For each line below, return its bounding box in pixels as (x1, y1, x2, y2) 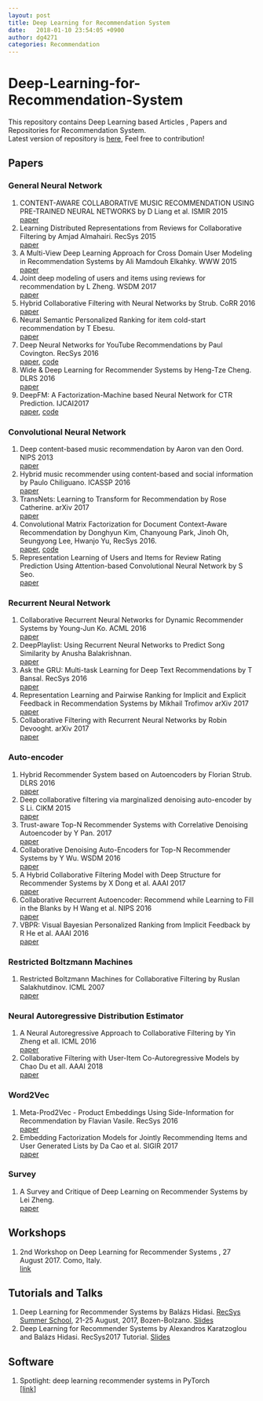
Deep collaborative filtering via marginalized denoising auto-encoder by (19, 794, 252, 804)
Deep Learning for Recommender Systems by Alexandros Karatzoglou (19, 1324, 247, 1333)
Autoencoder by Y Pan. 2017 (19, 828, 112, 838)
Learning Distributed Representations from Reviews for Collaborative (19, 223, 243, 233)
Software (8, 1355, 54, 1368)
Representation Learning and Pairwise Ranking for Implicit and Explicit (19, 691, 247, 700)
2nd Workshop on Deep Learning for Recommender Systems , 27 (19, 1247, 232, 1256)
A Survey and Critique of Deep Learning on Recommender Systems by (19, 1186, 248, 1196)
